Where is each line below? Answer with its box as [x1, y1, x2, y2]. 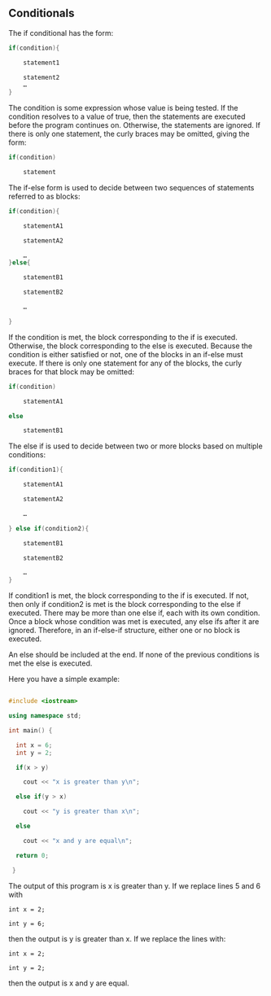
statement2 [23, 73, 60, 81]
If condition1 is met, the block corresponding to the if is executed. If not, [8, 591, 250, 601]
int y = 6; [8, 920, 46, 928]
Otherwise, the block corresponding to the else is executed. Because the [8, 341, 253, 351]
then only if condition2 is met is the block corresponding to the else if [8, 600, 242, 609]
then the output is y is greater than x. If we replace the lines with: [8, 933, 226, 943]
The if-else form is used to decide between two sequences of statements [8, 182, 255, 192]
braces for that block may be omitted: [8, 366, 135, 377]
